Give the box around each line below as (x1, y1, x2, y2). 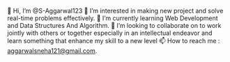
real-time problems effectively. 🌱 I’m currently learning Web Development (7, 14, 218, 22)
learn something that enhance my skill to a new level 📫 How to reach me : (7, 37, 220, 45)
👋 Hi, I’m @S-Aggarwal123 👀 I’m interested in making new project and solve (7, 7, 224, 15)
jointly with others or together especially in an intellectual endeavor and (7, 29, 213, 37)
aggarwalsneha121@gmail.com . (7, 47, 98, 55)
